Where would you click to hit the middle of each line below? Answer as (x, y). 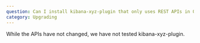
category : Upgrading (32, 17)
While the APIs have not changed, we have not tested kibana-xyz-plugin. (96, 34)
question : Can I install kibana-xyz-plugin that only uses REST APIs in (98, 11)
